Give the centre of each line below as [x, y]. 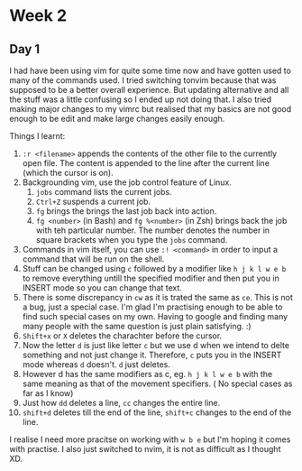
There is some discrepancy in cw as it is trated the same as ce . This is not [157, 297]
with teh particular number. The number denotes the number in [153, 230]
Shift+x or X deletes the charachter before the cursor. [122, 336]
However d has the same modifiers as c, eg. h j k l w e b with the [147, 374]
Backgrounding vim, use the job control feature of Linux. [127, 182]
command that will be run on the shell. [93, 259]
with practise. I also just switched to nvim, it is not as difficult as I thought [145, 449]
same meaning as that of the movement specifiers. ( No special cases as [157, 383]
